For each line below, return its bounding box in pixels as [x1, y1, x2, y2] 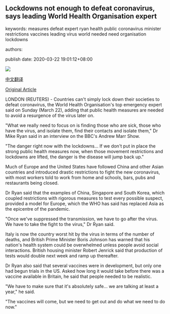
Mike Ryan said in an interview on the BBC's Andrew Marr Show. [5, 133, 140, 139]
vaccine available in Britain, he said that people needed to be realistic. [5, 273, 152, 279]
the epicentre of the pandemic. [5, 206, 70, 212]
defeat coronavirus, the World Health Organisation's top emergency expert [5, 101, 162, 107]
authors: [5, 46, 23, 52]
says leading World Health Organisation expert [5, 12, 157, 21]
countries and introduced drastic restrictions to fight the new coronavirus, [5, 169, 160, 175]
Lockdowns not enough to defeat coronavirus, [5, 4, 155, 13]
